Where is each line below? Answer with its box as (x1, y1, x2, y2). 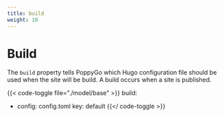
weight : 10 (7, 16, 38, 23)
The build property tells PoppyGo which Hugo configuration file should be (7, 68, 217, 77)
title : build (7, 10, 45, 17)
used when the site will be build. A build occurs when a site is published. (7, 76, 212, 84)
